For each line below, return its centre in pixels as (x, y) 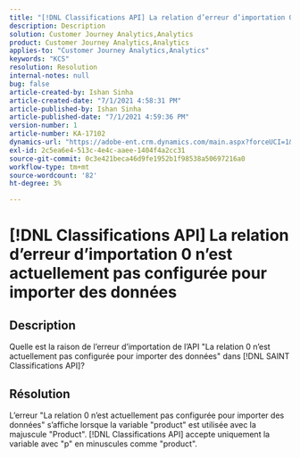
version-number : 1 (43, 126)
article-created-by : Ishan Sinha (71, 92)
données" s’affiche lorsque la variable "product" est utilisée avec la (133, 424)
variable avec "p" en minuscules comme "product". (104, 444)
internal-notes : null (50, 76)
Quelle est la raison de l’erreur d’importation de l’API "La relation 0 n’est (140, 347)
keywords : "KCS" (39, 59)
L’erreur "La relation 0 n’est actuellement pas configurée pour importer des (147, 415)
